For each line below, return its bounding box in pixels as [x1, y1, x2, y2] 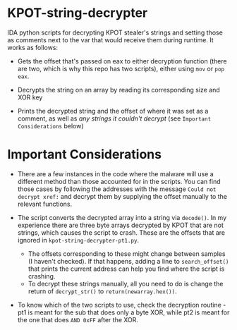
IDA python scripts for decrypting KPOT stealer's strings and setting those [7, 28, 224, 37]
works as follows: [7, 43, 59, 51]
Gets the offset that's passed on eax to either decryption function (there [17, 56, 227, 65]
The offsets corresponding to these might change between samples [28, 249, 226, 258]
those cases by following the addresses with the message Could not [17, 185, 217, 193]
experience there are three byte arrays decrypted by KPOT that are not [17, 221, 224, 229]
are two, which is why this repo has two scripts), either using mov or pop [17, 64, 224, 73]
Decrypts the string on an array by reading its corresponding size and [17, 85, 220, 94]
